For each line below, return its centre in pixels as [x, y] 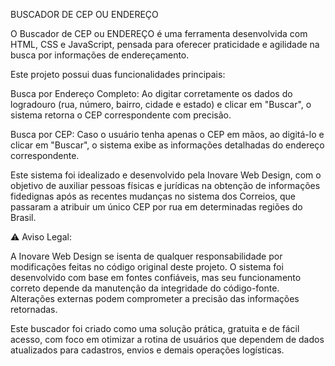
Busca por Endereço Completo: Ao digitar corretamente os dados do [151, 93]
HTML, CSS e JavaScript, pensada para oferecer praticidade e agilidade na [165, 44]
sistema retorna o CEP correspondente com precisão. [121, 115]
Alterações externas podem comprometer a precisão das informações [155, 298]
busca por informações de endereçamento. [100, 55]
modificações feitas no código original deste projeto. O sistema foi [147, 267]
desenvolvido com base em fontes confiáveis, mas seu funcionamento [156, 277]
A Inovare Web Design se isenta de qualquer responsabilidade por [146, 256]
